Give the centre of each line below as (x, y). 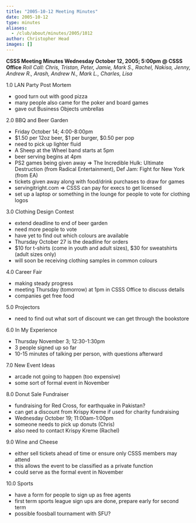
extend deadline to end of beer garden (61, 223)
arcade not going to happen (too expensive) (68, 376)
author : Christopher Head (37, 39)
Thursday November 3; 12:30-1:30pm (60, 341)
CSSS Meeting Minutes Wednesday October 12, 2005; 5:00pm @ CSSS (94, 61)
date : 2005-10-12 (27, 17)
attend (22, 460)
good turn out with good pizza (51, 96)
